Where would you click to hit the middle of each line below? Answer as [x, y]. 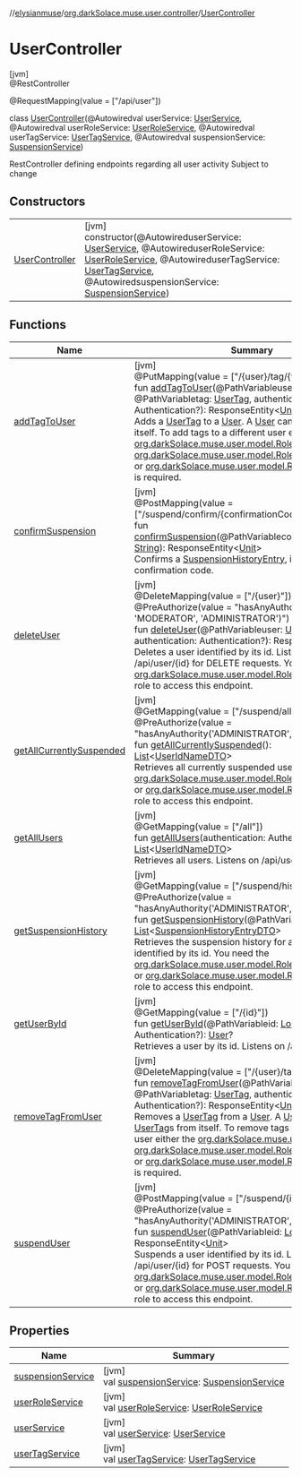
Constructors [47, 202]
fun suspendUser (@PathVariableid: [208, 1232]
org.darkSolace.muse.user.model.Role [214, 443]
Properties [39, 1331]
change [23, 173]
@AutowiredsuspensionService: [152, 281]
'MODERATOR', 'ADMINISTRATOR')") [212, 618]
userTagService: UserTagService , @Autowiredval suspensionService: [138, 137]
